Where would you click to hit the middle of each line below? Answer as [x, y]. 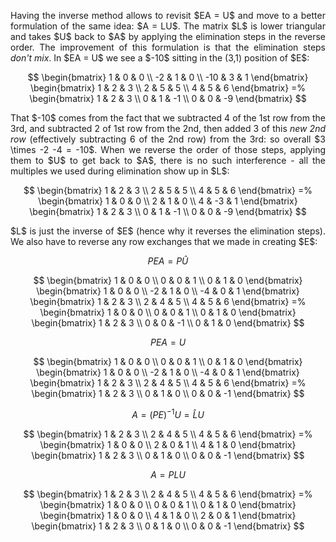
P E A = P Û [168, 261]
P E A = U [168, 342]
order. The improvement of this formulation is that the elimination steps [168, 47]
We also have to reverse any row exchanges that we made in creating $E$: [164, 241]
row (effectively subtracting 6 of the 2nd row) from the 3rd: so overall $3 [168, 139]
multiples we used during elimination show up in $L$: [120, 171]
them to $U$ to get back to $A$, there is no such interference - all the [168, 160]
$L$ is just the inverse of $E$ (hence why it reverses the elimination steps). [168, 231]
